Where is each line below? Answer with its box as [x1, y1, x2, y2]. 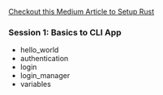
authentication [19, 54, 69, 64]
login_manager [19, 71, 71, 81]
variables [19, 80, 51, 89]
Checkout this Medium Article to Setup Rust [8, 7, 155, 16]
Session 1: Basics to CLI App [8, 27, 122, 38]
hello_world [19, 45, 59, 55]
